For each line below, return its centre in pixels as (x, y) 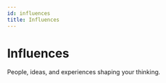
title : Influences (33, 20)
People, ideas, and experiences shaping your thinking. (84, 72)
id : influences (29, 13)
